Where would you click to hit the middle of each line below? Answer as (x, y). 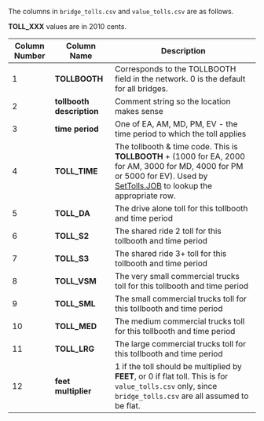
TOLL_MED (75, 326)
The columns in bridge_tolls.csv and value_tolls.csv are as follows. (121, 11)
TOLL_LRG (75, 349)
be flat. (128, 406)
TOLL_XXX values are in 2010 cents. (68, 26)
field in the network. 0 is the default (180, 79)
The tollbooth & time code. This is (176, 146)
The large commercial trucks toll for (180, 344)
